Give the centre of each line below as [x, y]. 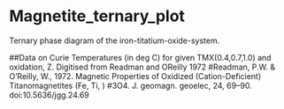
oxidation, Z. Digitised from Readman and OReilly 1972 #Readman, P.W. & [142, 67]
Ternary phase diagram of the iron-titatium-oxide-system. [115, 40]
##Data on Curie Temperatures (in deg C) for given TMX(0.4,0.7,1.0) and [140, 57]
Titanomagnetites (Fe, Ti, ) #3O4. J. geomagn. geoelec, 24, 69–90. [130, 85]
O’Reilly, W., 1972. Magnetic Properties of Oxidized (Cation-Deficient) [135, 76]
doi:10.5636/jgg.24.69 [50, 95]
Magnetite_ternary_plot [97, 16]
